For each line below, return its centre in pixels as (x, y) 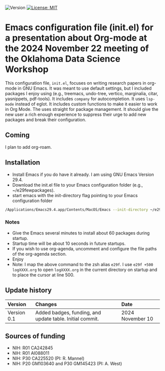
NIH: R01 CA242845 (32, 348)
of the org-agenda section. (40, 254)
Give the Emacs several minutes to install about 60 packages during (81, 233)
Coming (17, 135)
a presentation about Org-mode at (76, 38)
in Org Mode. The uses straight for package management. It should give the (82, 109)
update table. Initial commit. (67, 319)
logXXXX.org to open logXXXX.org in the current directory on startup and (84, 270)
